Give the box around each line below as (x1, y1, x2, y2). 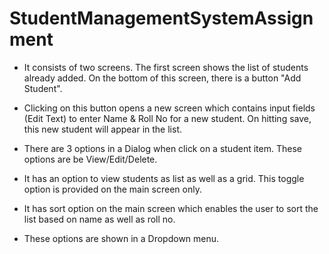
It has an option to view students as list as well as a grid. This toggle (23, 172, 305, 184)
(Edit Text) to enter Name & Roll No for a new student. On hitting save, (23, 112, 312, 124)
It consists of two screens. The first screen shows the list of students (23, 61, 309, 73)
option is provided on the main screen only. (23, 183, 202, 195)
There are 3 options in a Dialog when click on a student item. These (23, 142, 302, 154)
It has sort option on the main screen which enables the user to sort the (23, 202, 319, 214)
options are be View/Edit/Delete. (23, 153, 158, 165)
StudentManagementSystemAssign (9, 7, 314, 30)
